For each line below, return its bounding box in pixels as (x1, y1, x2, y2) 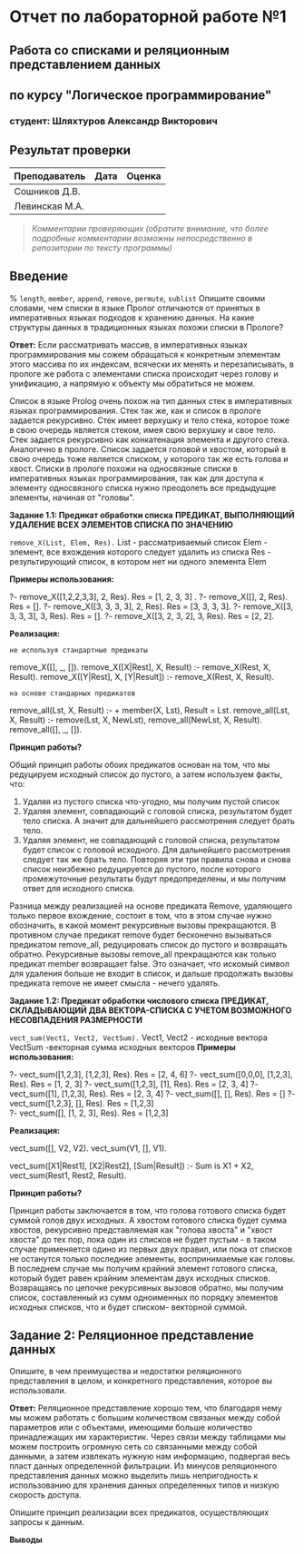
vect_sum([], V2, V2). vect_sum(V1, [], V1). (9, 1142, 168, 1154)
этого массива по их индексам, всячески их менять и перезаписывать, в (9, 359, 295, 369)
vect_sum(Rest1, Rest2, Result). (9, 1169, 127, 1181)
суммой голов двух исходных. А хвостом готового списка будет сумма (9, 1215, 288, 1225)
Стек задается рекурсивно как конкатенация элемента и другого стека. (9, 434, 290, 445)
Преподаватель (14, 170, 86, 182)
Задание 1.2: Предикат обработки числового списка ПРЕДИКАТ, (9, 995, 270, 1006)
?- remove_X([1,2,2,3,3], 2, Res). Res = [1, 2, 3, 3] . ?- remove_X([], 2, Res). (9, 591, 289, 602)
